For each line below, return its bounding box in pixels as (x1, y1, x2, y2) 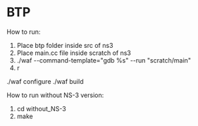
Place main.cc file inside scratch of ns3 (16, 49, 132, 57)
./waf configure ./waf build (6, 77, 84, 85)
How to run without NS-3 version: (6, 91, 104, 99)
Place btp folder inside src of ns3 (16, 41, 113, 49)
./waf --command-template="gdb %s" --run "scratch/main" (16, 56, 192, 64)
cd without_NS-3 (16, 104, 66, 113)
